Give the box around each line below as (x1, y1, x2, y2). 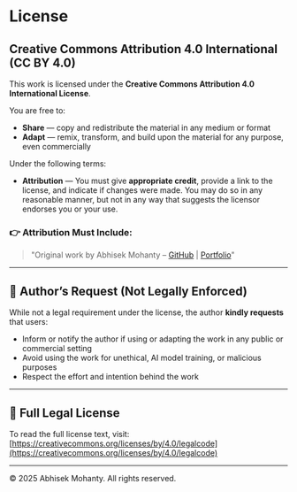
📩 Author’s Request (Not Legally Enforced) (9, 283, 247, 298)
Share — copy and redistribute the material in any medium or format (21, 122, 271, 133)
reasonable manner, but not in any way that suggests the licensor (21, 195, 261, 204)
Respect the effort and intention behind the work (21, 372, 200, 382)
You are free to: (9, 105, 66, 116)
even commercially (21, 142, 91, 151)
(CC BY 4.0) (9, 55, 77, 70)
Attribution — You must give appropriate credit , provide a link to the (21, 175, 273, 186)
